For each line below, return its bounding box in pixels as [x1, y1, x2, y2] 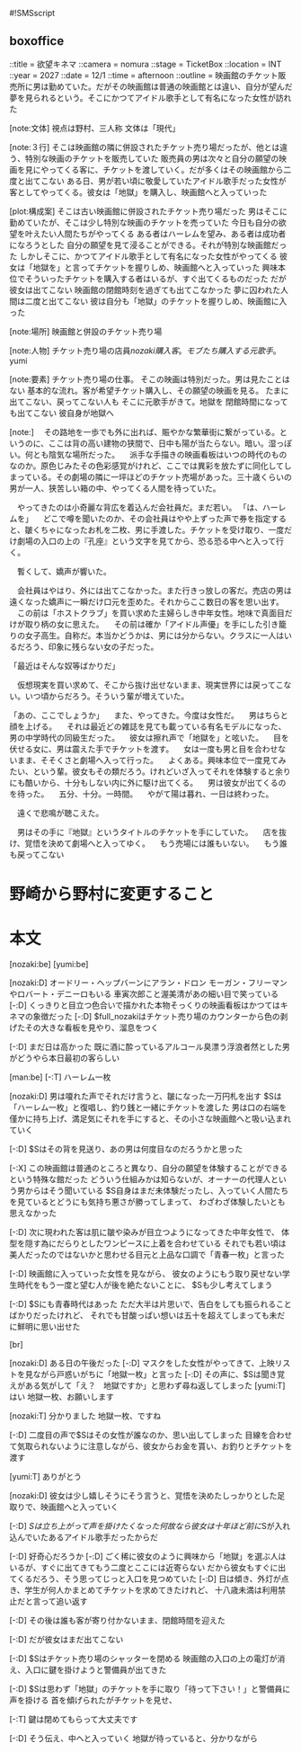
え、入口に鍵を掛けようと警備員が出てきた [9, 1664, 167, 1675]
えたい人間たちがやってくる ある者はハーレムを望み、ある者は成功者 [32, 228, 287, 239]
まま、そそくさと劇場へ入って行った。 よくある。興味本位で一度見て [16, 754, 279, 765]
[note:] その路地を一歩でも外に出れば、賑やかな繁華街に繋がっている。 [9, 426, 280, 437]
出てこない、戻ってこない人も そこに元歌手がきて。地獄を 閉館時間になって [9, 396, 289, 407]
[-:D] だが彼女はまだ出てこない [9, 1633, 124, 1644]
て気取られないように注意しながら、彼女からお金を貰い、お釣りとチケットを [9, 1440, 293, 1451]
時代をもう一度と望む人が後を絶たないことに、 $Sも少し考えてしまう [16, 1279, 273, 1290]
